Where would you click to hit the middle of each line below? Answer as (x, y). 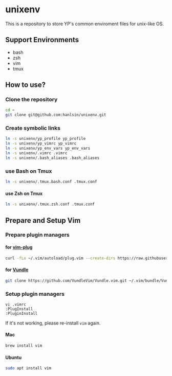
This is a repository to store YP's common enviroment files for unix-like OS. (84, 24)
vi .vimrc (16, 305)
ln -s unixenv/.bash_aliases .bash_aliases (52, 158)
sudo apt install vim (28, 368)
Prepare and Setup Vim (43, 220)
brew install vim (24, 346)
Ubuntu (14, 357)
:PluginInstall (21, 313)
